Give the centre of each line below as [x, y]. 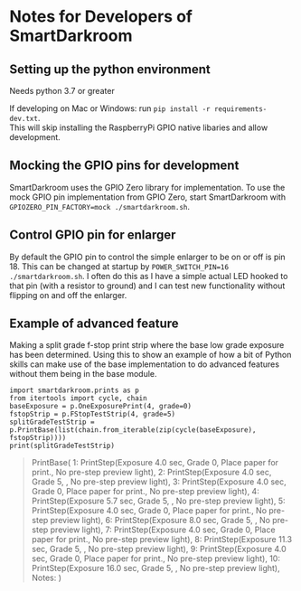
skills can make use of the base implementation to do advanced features [145, 364]
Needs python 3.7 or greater [62, 91]
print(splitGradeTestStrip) [62, 446]
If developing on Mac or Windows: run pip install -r [110, 108]
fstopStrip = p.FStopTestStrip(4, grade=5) [93, 414]
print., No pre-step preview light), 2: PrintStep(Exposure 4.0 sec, [151, 473]
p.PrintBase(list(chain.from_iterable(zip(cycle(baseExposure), [133, 430]
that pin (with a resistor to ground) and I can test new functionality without [147, 286]
